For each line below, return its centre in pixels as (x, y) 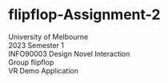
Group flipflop (31, 62)
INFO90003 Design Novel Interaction (69, 53)
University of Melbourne (48, 37)
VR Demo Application (43, 70)
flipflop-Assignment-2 (84, 15)
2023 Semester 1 (36, 45)
